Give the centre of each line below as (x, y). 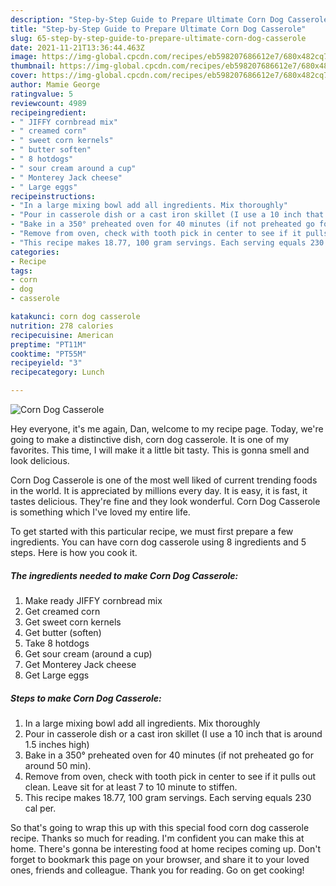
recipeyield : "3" (46, 363)
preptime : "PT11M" (48, 344)
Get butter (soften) (63, 632)
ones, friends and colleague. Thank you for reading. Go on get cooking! (157, 870)
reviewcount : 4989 (48, 103)
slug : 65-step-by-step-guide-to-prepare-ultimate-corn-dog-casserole (158, 38)
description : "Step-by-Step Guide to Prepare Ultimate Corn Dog (147, 19)
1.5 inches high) (57, 744)
